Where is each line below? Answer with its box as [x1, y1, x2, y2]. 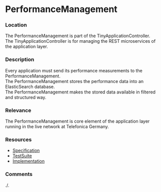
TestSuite [12, 153, 32, 159]
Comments [5, 171, 32, 178]
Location [5, 22, 27, 29]
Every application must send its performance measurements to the [5, 67, 142, 73]
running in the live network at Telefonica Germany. [5, 124, 109, 130]
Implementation [12, 158, 45, 164]
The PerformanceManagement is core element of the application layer [5, 118, 150, 124]
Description [5, 56, 34, 63]
